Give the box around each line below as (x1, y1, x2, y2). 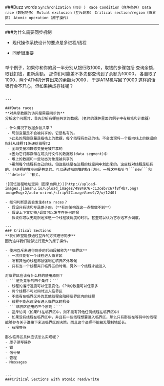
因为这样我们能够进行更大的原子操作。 (5, 239, 71, 244)
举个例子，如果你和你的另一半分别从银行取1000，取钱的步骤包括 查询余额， (5, 65, 158, 70)
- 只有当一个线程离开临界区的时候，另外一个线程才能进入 (7, 264, 106, 269)
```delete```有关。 (5, 172, 42, 177)
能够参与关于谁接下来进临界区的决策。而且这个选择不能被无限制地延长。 (5, 320, 129, 325)
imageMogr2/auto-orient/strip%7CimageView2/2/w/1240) (5, 190, 117, 195)
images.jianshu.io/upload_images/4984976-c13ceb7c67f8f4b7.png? (5, 186, 139, 191)
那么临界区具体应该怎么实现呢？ (5, 335, 60, 340)
